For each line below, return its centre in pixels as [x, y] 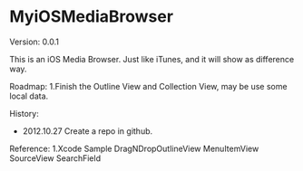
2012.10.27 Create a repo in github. [88, 131]
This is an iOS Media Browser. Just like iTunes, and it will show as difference [152, 59]
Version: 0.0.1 [34, 42]
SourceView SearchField [55, 158]
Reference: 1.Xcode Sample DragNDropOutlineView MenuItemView [134, 148]
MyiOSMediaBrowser [92, 17]
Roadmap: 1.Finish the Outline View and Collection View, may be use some [148, 86]
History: [24, 113]
